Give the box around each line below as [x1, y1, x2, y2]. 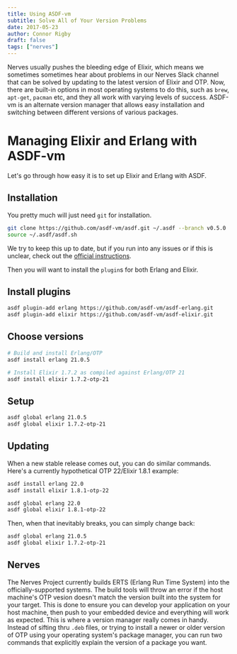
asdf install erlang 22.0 [7, 480, 83, 487]
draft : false [7, 37, 46, 44]
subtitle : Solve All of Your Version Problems [7, 17, 147, 24]
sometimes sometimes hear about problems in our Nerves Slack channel [7, 70, 219, 79]
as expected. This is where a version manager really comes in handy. [7, 615, 209, 624]
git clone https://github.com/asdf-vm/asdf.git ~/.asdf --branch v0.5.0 [7, 224, 226, 231]
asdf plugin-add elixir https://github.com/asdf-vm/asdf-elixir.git [7, 311, 214, 318]
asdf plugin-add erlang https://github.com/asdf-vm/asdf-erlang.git [7, 304, 214, 312]
